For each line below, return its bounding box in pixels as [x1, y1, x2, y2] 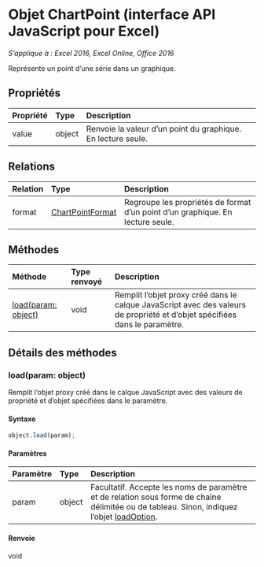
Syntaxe [8, 414, 36, 423]
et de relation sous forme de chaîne [90, 491, 222, 502]
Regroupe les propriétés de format [124, 196, 251, 207]
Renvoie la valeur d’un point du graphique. [86, 123, 242, 134]
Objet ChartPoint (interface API [8, 6, 216, 24]
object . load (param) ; [8, 431, 76, 439]
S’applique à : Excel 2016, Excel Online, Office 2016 [8, 48, 174, 58]
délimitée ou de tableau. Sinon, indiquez [90, 502, 238, 513]
